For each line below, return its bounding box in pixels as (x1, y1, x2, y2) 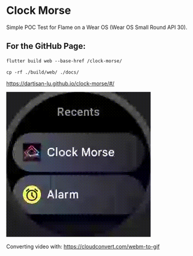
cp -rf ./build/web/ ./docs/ (6, 69, 79, 75)
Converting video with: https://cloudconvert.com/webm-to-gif (6, 243, 160, 250)
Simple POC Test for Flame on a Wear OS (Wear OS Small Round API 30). (6, 24, 188, 31)
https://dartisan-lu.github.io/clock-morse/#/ (6, 80, 115, 87)
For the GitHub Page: (6, 41, 86, 51)
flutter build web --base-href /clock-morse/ (6, 58, 122, 64)
